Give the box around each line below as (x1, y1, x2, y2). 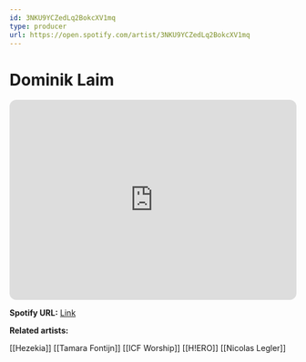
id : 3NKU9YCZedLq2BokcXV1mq (9, 13, 117, 23)
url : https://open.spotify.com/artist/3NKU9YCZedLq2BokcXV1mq (9, 30, 250, 39)
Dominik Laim (9, 69, 115, 90)
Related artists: (9, 325, 69, 337)
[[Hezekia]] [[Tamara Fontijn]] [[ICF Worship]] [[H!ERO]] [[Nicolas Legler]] (9, 343, 287, 354)
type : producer (9, 22, 67, 31)
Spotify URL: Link (9, 307, 76, 318)
